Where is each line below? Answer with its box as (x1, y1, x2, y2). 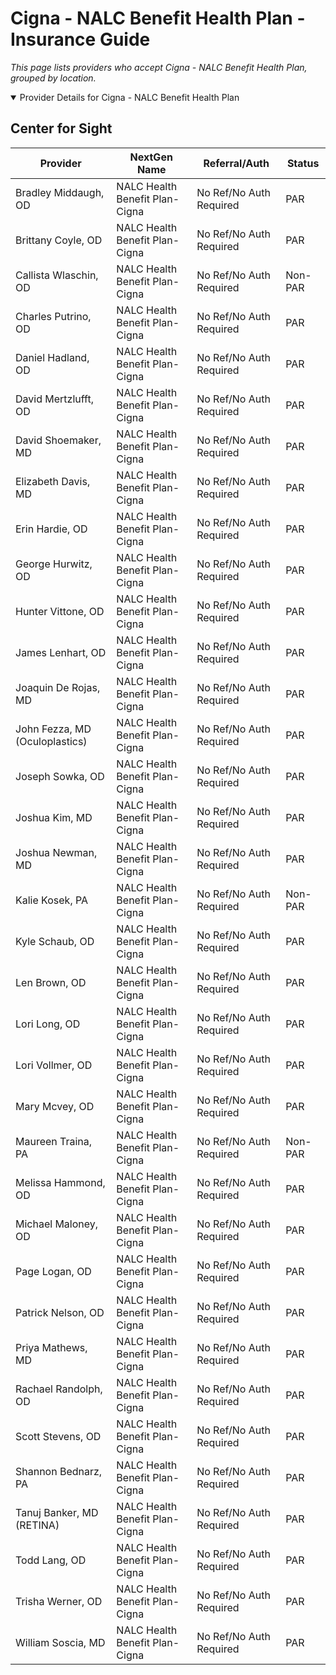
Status (286, 156, 320, 170)
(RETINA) (15, 1518, 60, 1532)
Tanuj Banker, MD (15, 1505, 99, 1519)
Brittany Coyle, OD (15, 233, 103, 247)
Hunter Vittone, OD (15, 604, 105, 618)
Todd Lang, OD (15, 1553, 87, 1567)
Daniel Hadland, (15, 350, 90, 364)
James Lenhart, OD (15, 645, 107, 659)
